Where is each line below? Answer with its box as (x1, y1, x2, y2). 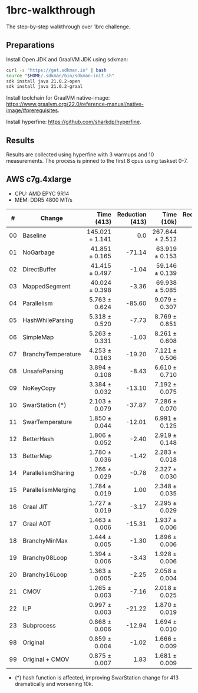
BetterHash (22, 435, 54, 443)
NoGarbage (22, 248, 55, 257)
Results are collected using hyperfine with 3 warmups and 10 (6, 151, 154, 158)
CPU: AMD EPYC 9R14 (14, 190, 70, 197)
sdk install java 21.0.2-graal (6, 84, 83, 90)
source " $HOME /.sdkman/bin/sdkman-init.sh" (6, 73, 115, 78)
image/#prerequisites (6, 107, 58, 114)
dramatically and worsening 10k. (14, 680, 94, 687)
